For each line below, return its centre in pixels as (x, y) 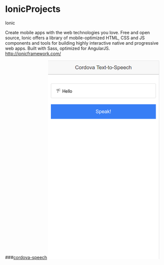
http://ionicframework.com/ (33, 54)
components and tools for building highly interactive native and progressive (82, 43)
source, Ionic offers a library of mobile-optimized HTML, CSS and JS (75, 38)
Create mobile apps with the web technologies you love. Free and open (78, 32)
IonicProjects (33, 9)
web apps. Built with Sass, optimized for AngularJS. (58, 48)
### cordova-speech (26, 257)
